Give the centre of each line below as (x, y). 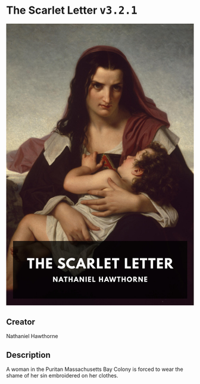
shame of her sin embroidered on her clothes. (62, 376)
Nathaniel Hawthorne (32, 336)
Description (28, 355)
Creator (21, 322)
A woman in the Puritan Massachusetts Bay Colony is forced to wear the (95, 369)
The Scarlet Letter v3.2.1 (72, 10)
